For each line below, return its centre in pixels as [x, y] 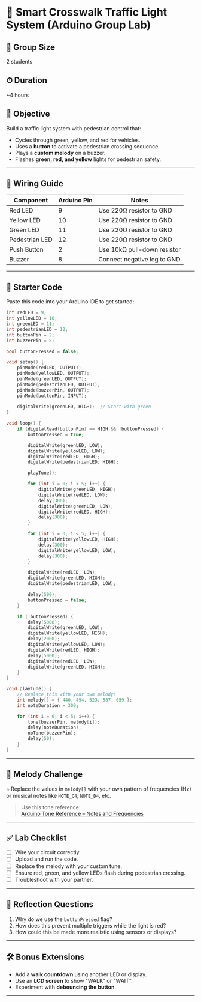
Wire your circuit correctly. [48, 852]
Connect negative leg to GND [139, 260]
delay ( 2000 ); [44, 639]
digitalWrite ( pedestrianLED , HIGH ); [73, 462]
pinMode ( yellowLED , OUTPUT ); [53, 374]
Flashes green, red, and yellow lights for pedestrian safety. [88, 159]
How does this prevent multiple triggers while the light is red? [90, 925]
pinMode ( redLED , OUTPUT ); [49, 368]
